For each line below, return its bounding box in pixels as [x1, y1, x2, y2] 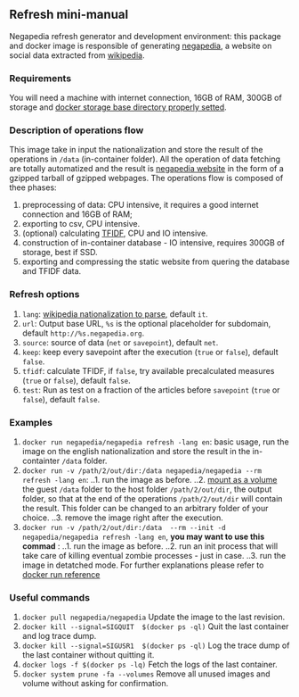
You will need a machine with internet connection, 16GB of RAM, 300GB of [9, 93, 282, 104]
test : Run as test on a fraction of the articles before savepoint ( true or [21, 384, 280, 395]
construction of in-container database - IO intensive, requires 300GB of [21, 237, 285, 248]
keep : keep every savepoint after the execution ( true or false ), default [21, 346, 279, 357]
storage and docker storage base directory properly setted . [9, 102, 227, 112]
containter [21, 455, 61, 466]
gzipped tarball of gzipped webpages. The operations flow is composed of [9, 173, 284, 184]
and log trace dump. [21, 631, 97, 642]
